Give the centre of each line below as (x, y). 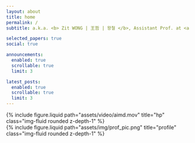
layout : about (24, 11)
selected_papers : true (34, 39)
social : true (22, 44)
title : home (21, 17)
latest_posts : (24, 82)
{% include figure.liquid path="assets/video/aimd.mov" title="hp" (85, 115)
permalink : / (22, 22)
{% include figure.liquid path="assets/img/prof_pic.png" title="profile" (91, 127)
